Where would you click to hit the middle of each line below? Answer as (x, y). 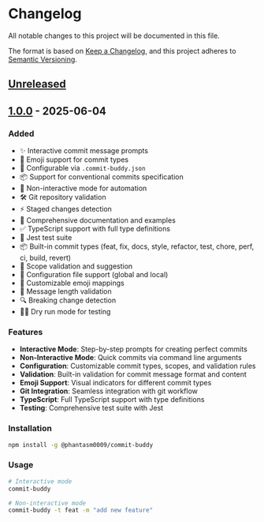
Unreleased (37, 84)
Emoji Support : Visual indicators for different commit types (115, 383)
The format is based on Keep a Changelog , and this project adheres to (122, 51)
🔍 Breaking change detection (68, 300)
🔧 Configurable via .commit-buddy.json (82, 168)
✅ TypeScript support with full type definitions (95, 229)
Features (26, 332)
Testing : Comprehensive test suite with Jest (91, 408)
